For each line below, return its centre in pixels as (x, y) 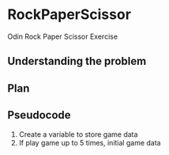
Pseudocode (39, 115)
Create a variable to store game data (78, 134)
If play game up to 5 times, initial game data (90, 142)
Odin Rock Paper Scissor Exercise (63, 36)
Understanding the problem (77, 61)
